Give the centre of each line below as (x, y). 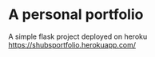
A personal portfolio (76, 15)
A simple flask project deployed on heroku (78, 36)
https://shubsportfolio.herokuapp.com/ (72, 44)
